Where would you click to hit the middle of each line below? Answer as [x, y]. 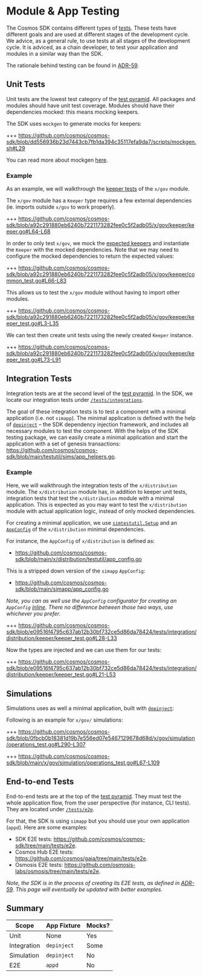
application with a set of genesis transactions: [63, 444]
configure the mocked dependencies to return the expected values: [90, 256]
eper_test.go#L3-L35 [33, 324]
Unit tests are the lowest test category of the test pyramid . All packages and [101, 99]
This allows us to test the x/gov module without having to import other [93, 292]
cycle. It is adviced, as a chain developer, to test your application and [92, 47]
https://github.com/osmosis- [100, 864]
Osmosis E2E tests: [39, 864]
